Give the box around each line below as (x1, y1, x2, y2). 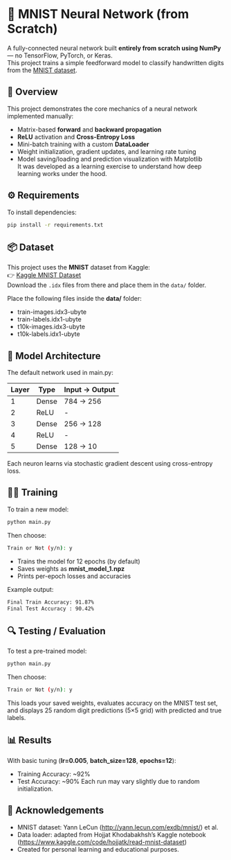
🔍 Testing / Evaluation (7, 625, 106, 637)
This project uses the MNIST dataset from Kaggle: (7, 263, 151, 272)
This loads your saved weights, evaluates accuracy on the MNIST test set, (7, 699, 218, 707)
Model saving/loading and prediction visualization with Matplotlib (17, 155, 203, 163)
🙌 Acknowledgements (7, 805, 104, 816)
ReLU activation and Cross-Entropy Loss (17, 132, 136, 141)
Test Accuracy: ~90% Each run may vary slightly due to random (17, 777, 201, 785)
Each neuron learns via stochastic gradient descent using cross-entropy (7, 459, 213, 468)
